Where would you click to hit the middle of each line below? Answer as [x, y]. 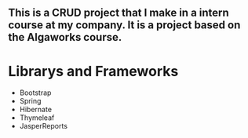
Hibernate [36, 110]
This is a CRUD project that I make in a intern [119, 13]
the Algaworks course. [65, 37]
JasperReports [44, 126]
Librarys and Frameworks [93, 71]
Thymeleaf [37, 118]
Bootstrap [35, 93]
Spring [30, 101]
